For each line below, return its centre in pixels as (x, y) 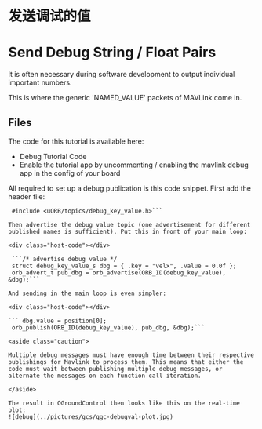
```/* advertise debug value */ (64, 259)
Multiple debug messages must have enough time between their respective (131, 355)
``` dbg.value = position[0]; (58, 321)
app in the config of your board (70, 173)
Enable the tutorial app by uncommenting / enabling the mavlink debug (134, 165)
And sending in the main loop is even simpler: (87, 293)
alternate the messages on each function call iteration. (105, 376)
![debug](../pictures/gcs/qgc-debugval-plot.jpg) (91, 416)
